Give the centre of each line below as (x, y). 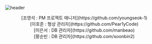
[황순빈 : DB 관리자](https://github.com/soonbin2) (84, 36)
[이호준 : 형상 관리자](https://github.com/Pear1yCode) (84, 24)
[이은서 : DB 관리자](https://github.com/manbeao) (84, 30)
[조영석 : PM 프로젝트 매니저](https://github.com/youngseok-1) (84, 18)
